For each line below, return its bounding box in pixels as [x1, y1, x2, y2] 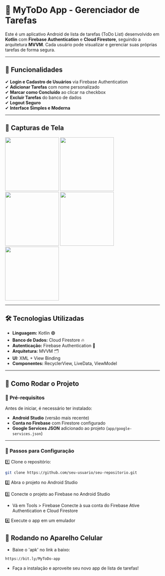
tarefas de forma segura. [5, 47, 55, 53]
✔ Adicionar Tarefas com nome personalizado [5, 84, 100, 90]
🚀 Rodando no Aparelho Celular [5, 534, 103, 542]
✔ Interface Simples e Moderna [5, 105, 70, 111]
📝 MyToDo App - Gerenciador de [5, 4, 140, 16]
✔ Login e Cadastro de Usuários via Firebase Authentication [5, 79, 128, 85]
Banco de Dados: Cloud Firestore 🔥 [12, 337, 84, 343]
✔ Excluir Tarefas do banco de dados [5, 94, 82, 100]
